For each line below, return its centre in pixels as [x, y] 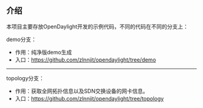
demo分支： [21, 39]
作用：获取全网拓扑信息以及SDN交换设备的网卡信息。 [82, 91]
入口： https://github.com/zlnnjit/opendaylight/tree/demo [85, 60]
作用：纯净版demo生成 [43, 52]
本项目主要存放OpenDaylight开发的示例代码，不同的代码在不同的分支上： [97, 27]
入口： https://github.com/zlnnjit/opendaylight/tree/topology [89, 98]
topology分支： [25, 78]
